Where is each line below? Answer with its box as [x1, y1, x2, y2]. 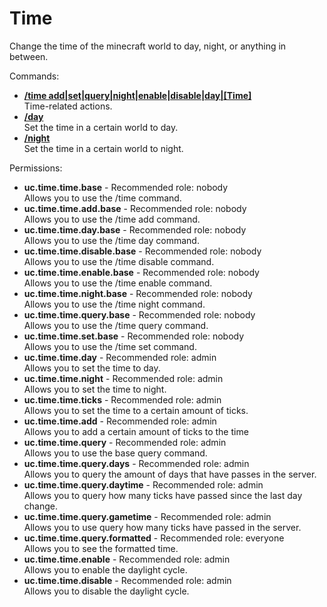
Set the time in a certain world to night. [23, 142, 184, 154]
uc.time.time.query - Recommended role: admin [23, 436, 227, 448]
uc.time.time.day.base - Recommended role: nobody [23, 223, 247, 236]
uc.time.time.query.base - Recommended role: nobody [23, 308, 256, 321]
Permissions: [9, 162, 63, 174]
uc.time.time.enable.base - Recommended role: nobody [23, 266, 260, 278]
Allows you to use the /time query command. [23, 319, 209, 331]
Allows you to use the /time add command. [23, 213, 201, 225]
